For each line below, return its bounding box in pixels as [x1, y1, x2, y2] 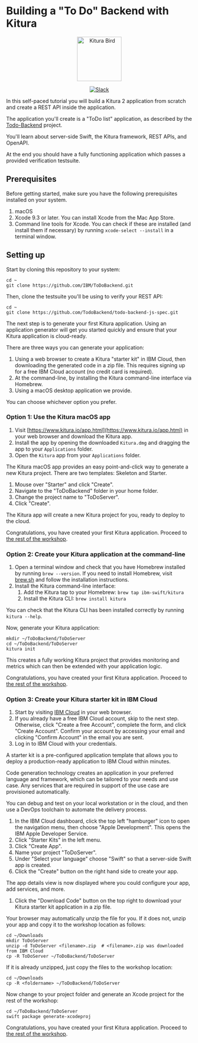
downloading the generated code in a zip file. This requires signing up [14, 361, 186, 368]
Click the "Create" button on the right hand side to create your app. [14, 868, 178, 875]
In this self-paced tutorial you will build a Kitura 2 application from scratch [6, 97, 186, 104]
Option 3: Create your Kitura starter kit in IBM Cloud [6, 695, 158, 704]
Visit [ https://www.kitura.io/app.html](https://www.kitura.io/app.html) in [14, 426, 189, 434]
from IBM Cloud [6, 948, 44, 954]
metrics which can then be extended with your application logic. [6, 663, 163, 670]
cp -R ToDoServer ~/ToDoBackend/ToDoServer [6, 954, 115, 959]
